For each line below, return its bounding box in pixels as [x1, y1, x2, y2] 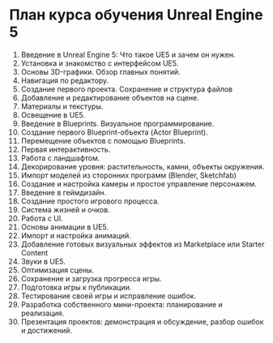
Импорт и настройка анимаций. [20, 230, 132, 240]
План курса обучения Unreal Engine [9, 6, 263, 24]
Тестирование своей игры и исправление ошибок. [20, 290, 197, 301]
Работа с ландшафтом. [20, 152, 100, 163]
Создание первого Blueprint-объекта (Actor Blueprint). [20, 127, 209, 137]
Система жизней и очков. [20, 204, 110, 214]
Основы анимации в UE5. [20, 221, 109, 232]
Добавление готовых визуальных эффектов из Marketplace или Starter [20, 239, 265, 249]
